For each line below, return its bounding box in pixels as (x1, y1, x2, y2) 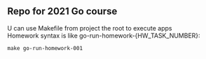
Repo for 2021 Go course (7, 6, 118, 17)
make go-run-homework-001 (7, 44, 83, 51)
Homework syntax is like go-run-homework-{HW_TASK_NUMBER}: (7, 31, 201, 40)
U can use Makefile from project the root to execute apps (7, 24, 172, 32)
